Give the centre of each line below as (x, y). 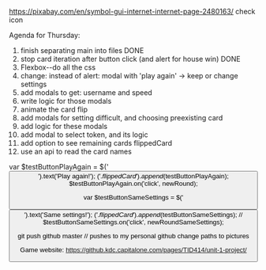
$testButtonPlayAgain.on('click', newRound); (133, 184)
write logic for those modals (66, 101)
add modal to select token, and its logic (84, 135)
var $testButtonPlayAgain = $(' (59, 167)
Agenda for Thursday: (45, 35)
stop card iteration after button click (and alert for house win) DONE (130, 59)
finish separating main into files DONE (82, 50)
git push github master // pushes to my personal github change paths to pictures (133, 236)
